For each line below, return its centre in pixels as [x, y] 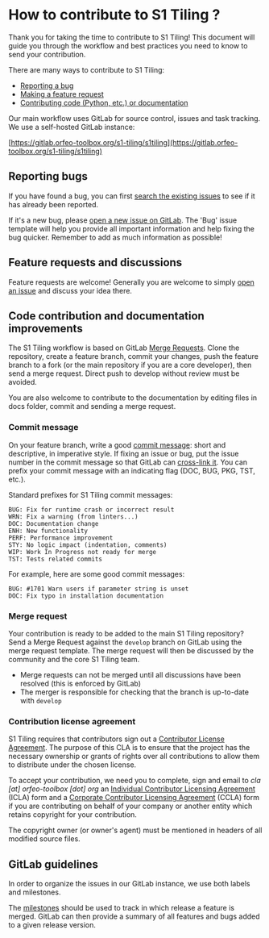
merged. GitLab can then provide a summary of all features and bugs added [134, 916]
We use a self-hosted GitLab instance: [72, 127]
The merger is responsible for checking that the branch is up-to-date [134, 692]
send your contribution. [47, 54]
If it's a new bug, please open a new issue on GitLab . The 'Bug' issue [123, 220]
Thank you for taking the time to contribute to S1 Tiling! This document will [132, 37]
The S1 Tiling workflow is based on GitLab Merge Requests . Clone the [124, 348]
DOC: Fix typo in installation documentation [86, 596]
